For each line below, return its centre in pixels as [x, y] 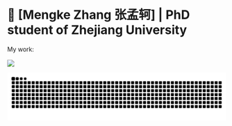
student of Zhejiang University [97, 30]
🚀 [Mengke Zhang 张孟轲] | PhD [99, 15]
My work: [21, 49]
